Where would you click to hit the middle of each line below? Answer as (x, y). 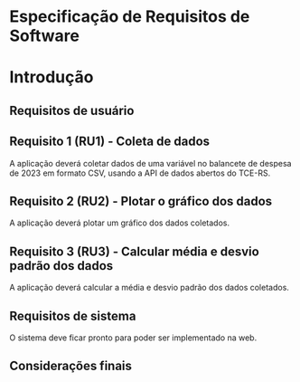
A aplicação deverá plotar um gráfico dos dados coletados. (120, 223)
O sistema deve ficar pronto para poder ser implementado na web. (133, 338)
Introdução (52, 77)
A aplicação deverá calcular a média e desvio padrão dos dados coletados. (149, 288)
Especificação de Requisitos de (130, 17)
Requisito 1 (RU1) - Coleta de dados (110, 142)
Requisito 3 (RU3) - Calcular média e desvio (134, 251)
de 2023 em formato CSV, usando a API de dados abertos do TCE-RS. (140, 173)
